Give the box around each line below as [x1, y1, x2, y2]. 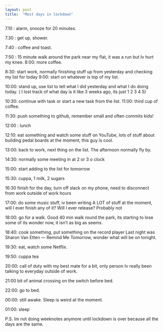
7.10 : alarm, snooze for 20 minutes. [5, 25, 77, 31]
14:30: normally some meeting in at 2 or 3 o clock [5, 156, 105, 162]
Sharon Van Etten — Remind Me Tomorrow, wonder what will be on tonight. [5, 234, 157, 240]
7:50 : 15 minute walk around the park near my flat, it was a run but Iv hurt [5, 54, 154, 60]
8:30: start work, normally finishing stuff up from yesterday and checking [5, 68, 153, 74]
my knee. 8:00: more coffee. [5, 59, 63, 65]
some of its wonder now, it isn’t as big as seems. [5, 219, 103, 225]
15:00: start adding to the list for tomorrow [5, 166, 91, 172]
